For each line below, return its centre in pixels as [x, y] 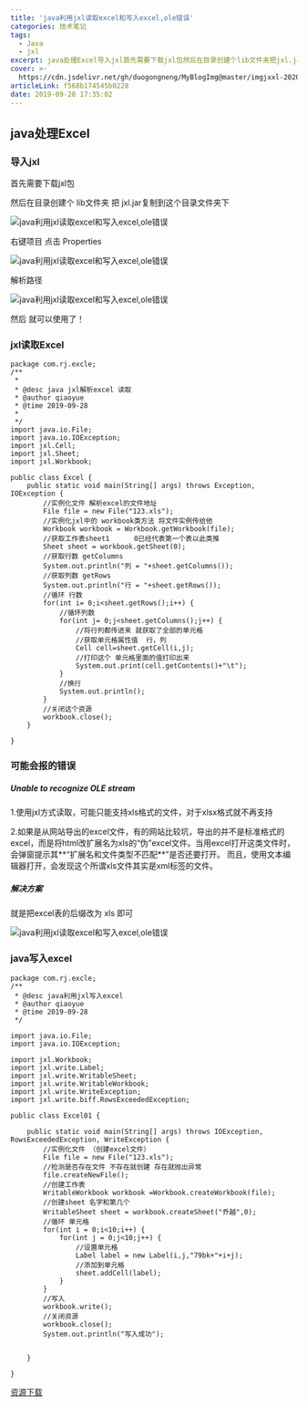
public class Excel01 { [56, 1115]
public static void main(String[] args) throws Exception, [141, 486]
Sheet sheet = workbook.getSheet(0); [114, 547]
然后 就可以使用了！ [47, 319]
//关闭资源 [61, 1316]
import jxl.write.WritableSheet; [74, 1076]
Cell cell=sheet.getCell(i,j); [135, 649]
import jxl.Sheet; [45, 454]
